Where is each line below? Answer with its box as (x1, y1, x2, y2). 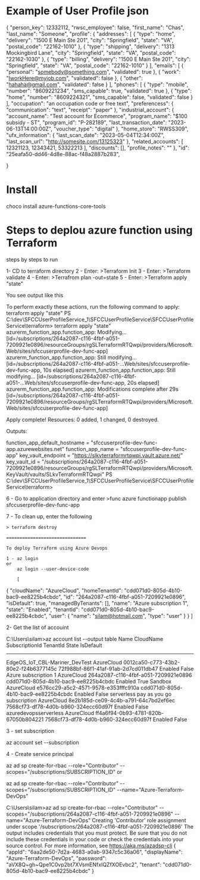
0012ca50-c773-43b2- (123, 658, 180, 666)
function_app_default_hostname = (6, 439, 90, 446)
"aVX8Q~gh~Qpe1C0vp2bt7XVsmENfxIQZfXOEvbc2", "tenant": (6, 861, 162, 868)
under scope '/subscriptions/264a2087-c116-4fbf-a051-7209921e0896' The (6, 823, 194, 830)
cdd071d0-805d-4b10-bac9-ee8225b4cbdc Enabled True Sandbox (6, 677, 171, 685)
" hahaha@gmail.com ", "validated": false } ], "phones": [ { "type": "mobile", (6, 80, 189, 88)
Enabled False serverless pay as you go (74, 690, 171, 698)
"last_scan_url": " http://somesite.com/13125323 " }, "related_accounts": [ (6, 138, 183, 145)
